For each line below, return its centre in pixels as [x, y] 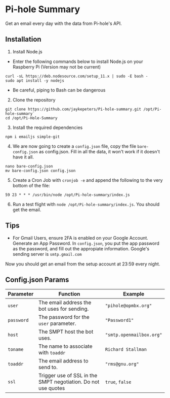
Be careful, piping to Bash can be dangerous [59, 90]
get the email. [27, 210]
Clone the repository [34, 99]
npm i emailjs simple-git [32, 137]
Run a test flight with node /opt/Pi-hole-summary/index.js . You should [86, 204]
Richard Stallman [126, 350]
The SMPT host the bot [66, 332]
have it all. [23, 157]
